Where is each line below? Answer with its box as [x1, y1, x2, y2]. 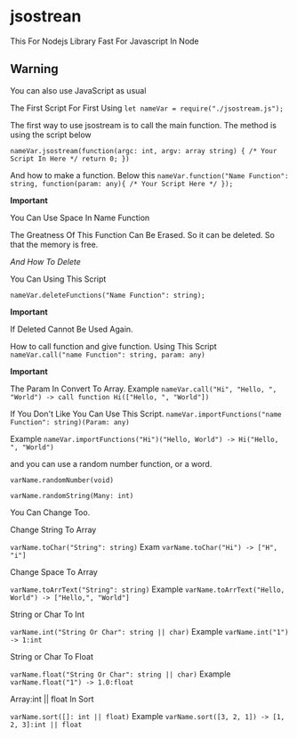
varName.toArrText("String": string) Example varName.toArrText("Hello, [10, 584, 285, 594]
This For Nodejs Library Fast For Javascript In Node [10, 36, 199, 46]
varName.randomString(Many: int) [10, 491, 134, 500]
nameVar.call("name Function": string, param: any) [10, 350, 205, 359]
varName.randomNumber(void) [10, 475, 115, 485]
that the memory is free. [10, 239, 99, 250]
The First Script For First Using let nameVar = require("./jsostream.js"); [10, 102, 284, 113]
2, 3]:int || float [10, 720, 83, 729]
